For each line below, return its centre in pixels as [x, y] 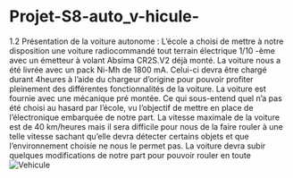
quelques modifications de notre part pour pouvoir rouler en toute [130, 155]
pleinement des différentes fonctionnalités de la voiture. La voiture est [138, 89]
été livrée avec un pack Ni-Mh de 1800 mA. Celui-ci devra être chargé [138, 70]
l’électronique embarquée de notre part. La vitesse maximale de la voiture [144, 117]
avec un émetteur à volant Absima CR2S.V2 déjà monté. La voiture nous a [145, 60]
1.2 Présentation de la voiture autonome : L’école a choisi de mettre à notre [146, 41]
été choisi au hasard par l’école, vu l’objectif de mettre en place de [131, 107]
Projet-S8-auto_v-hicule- [104, 17]
